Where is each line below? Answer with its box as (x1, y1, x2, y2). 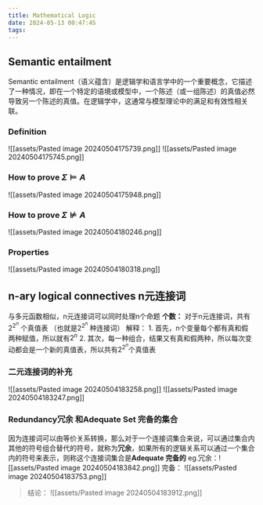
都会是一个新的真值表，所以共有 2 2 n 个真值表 (14, 342, 157, 354)
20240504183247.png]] (8, 393, 85, 402)
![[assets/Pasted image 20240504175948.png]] (8, 190, 162, 199)
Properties (8, 247, 49, 257)
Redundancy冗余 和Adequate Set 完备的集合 (8, 414, 178, 425)
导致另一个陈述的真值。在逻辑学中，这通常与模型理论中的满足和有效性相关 (8, 96, 248, 106)
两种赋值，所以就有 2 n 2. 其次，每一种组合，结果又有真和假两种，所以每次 (8, 332, 245, 343)
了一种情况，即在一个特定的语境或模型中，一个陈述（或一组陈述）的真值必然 (8, 87, 255, 96)
